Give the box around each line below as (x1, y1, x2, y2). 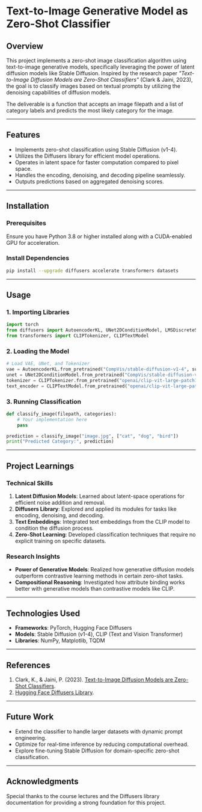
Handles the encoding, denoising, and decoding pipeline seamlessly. (14, 171, 186, 179)
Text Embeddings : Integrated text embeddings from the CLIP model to (14, 518, 191, 526)
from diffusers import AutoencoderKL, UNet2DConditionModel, (6, 327, 163, 333)
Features (6, 130, 40, 140)
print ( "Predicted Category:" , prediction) (6, 438, 114, 444)
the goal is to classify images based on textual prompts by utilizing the (6, 82, 180, 90)
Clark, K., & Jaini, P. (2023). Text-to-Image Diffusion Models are (14, 675, 173, 683)
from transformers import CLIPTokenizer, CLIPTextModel (6, 333, 149, 339)
